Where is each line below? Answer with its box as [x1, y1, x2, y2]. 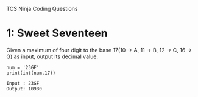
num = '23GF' [6, 64, 40, 70]
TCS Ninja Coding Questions [6, 5, 78, 12]
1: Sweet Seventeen [6, 27, 108, 40]
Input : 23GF [6, 80, 40, 87]
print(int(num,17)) [6, 70, 56, 76]
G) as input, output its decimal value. [6, 53, 99, 60]
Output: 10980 [6, 85, 43, 92]
